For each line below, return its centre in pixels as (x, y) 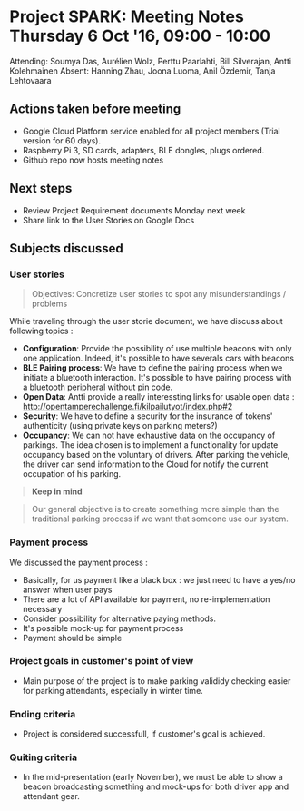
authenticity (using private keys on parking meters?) (120, 426)
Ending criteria (43, 714)
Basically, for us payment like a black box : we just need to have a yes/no (159, 579)
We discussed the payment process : (78, 562)
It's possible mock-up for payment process (103, 628)
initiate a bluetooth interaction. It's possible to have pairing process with (157, 378)
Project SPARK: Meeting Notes (127, 17)
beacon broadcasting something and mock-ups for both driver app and (156, 786)
